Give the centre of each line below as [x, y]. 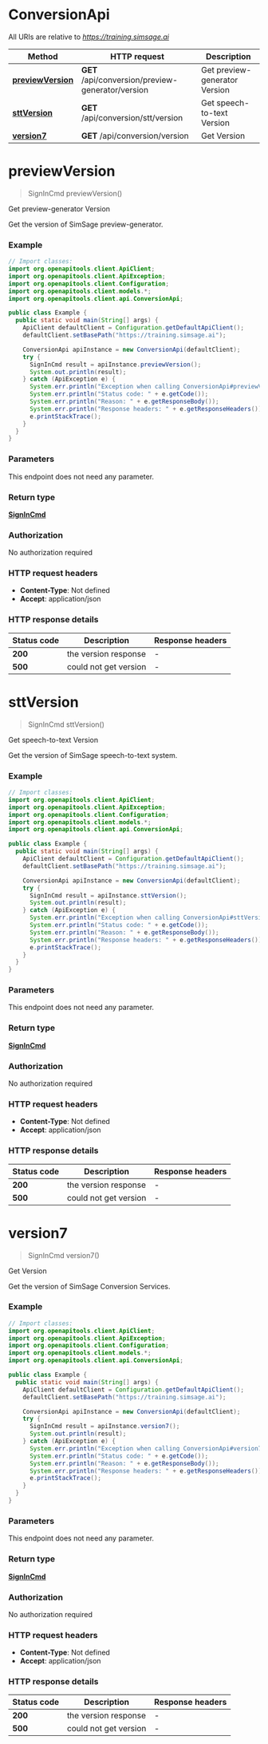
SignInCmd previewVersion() [75, 193]
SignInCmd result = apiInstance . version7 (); [104, 1426]
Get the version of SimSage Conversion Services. [89, 1286]
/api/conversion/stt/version [132, 117]
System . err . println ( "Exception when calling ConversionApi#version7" [147, 1448]
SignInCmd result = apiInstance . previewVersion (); [115, 365]
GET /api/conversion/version [135, 136]
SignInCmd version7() [63, 1255]
